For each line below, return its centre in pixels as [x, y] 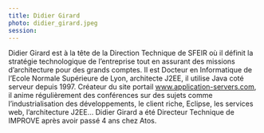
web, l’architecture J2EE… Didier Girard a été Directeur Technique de [122, 112]
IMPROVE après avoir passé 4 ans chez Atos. [83, 121]
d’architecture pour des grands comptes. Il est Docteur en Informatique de [130, 70]
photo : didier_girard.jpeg [53, 23]
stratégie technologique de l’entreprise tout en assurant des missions [122, 61]
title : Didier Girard [44, 16]
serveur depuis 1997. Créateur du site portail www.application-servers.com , [132, 87]
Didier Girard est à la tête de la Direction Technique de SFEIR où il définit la [131, 53]
